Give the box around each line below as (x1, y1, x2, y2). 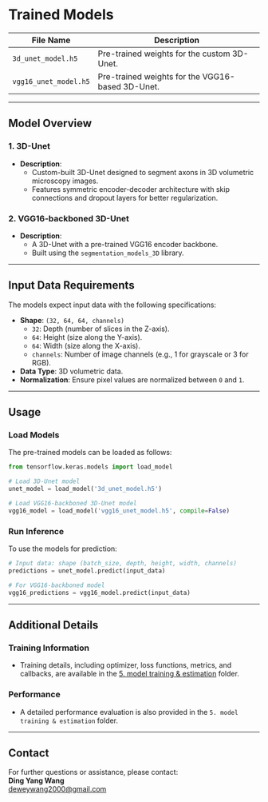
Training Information (8, 642, 90, 653)
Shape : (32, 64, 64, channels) (19, 315, 125, 325)
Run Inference (8, 525, 65, 537)
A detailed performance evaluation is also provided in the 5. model (19, 707, 238, 716)
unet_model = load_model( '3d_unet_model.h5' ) (8, 485, 162, 493)
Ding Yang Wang (8, 776, 65, 785)
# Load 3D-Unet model (8, 477, 81, 485)
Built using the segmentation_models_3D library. (31, 248, 185, 257)
